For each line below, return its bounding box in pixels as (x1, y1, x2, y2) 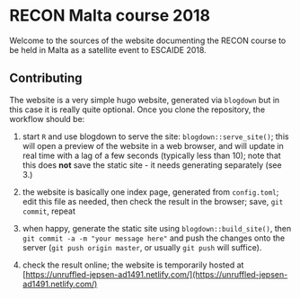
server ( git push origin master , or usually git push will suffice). (22, 241, 262, 252)
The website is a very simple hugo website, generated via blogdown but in (9, 94, 280, 105)
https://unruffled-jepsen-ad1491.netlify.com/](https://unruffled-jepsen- (25, 268, 288, 279)
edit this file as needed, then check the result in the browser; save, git (22, 196, 284, 206)
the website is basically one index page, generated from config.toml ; (22, 186, 279, 197)
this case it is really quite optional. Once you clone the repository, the (9, 104, 266, 115)
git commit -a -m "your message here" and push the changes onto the (22, 232, 286, 243)
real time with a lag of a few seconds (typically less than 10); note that (22, 150, 281, 161)
